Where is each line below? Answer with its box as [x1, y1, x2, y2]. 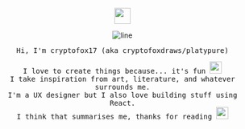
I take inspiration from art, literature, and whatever [10, 75, 235, 83]
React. [109, 99, 136, 107]
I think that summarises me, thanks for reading [16, 112, 213, 121]
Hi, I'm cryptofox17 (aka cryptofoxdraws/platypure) [16, 46, 229, 54]
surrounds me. [94, 83, 151, 91]
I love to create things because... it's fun [23, 67, 206, 75]
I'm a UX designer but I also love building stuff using [7, 91, 238, 99]
